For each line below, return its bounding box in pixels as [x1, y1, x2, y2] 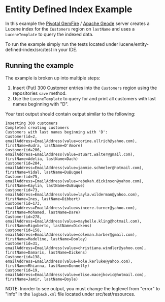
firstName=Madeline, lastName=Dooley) [5, 236, 87, 241]
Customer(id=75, [5, 174, 40, 179]
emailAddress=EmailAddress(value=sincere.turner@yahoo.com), [5, 205, 138, 210]
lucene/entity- [119, 41, 149, 47]
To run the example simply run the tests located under [5, 41, 118, 47]
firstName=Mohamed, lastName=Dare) [5, 210, 81, 215]
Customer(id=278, [5, 214, 42, 219]
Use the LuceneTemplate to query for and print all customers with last [12, 95, 156, 101]
